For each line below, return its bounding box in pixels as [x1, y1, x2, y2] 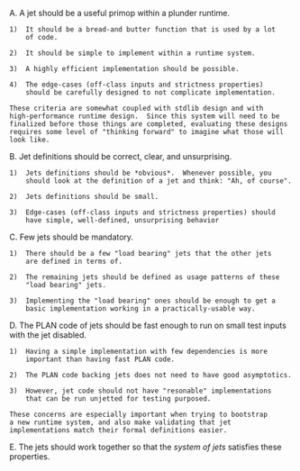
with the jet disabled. [9, 330, 87, 340]
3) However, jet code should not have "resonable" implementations [9, 386, 272, 395]
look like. [9, 135, 50, 144]
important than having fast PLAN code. [25, 355, 176, 364]
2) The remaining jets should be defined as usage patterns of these [9, 273, 280, 282]
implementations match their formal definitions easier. [9, 426, 228, 435]
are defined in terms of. [25, 257, 123, 266]
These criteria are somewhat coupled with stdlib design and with [9, 104, 264, 113]
